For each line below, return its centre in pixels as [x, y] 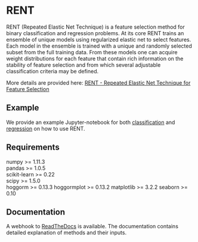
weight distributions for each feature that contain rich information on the [95, 58]
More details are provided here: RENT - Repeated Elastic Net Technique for [98, 83]
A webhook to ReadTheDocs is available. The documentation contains [92, 227]
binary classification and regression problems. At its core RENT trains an [95, 33]
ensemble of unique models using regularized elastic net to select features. [99, 39]
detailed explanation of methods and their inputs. [66, 232]
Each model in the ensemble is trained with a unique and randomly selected [99, 46]
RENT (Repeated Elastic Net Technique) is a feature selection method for [95, 27]
